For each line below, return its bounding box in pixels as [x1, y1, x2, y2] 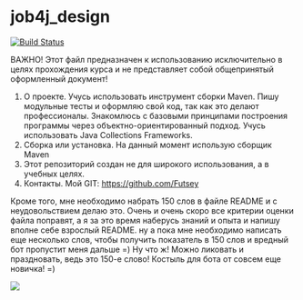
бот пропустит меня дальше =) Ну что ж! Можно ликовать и [10, 244, 245, 255]
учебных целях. [23, 168, 86, 179]
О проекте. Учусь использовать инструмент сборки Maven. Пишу [23, 91, 279, 102]
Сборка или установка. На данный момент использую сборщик [23, 139, 272, 150]
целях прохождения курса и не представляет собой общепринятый [10, 64, 274, 75]
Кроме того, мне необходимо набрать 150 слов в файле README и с [10, 195, 278, 206]
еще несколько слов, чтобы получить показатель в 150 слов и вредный [10, 234, 289, 245]
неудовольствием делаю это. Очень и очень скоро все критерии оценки [10, 205, 294, 215]
